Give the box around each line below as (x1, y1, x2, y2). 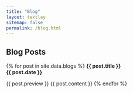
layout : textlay (6, 14, 46, 20)
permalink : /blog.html (6, 25, 62, 31)
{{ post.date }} (6, 69, 43, 76)
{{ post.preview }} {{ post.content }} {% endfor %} (6, 80, 128, 87)
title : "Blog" (6, 8, 41, 15)
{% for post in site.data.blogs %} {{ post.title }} (6, 62, 121, 69)
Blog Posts (6, 46, 46, 57)
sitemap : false (6, 19, 43, 25)
